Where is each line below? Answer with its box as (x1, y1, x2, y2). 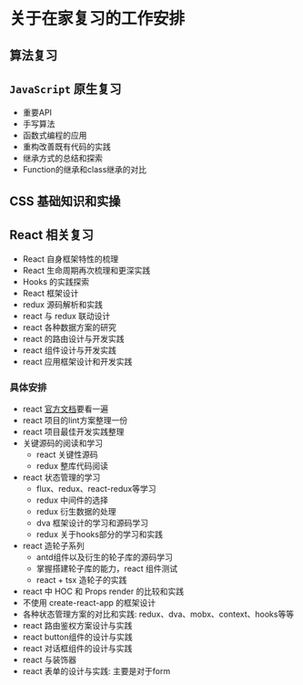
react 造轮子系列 (22, 540, 85, 551)
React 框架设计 (22, 287, 79, 298)
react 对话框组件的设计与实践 (22, 642, 133, 653)
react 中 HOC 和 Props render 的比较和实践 (22, 586, 185, 597)
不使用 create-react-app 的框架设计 (22, 597, 157, 607)
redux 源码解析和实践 (22, 298, 103, 310)
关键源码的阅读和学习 (22, 437, 103, 448)
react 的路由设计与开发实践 (22, 333, 125, 344)
